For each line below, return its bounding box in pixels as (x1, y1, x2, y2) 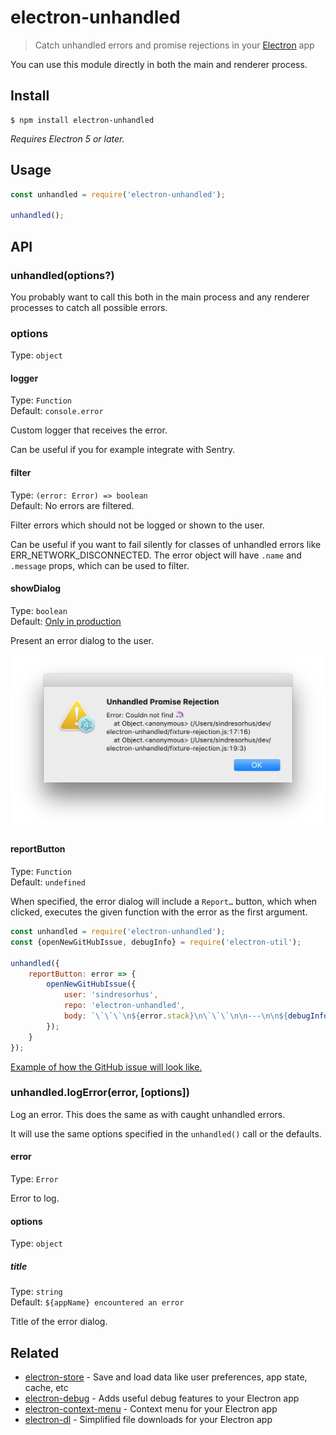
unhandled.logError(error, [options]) (10, 1086, 190, 1100)
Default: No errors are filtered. (10, 499, 135, 511)
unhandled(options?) (10, 268, 115, 282)
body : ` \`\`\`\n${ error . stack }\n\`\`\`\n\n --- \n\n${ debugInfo (63, 1011, 329, 1021)
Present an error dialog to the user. (10, 634, 154, 646)
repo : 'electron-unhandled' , (63, 1001, 186, 1011)
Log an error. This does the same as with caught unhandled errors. (10, 1108, 286, 1120)
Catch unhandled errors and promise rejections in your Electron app (34, 39, 315, 51)
